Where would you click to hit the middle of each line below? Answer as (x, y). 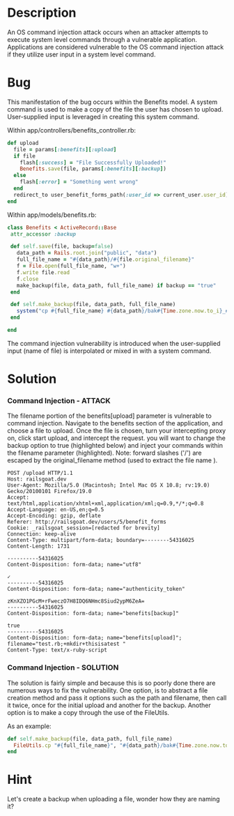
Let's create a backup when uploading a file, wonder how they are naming (114, 799)
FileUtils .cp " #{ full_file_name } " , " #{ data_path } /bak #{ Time (102, 745)
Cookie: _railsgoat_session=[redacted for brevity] (84, 528)
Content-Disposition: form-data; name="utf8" (74, 565)
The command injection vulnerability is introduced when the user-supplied (114, 343)
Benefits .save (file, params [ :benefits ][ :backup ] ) (93, 169)
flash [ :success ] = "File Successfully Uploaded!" (93, 163)
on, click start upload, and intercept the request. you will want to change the (117, 438)
